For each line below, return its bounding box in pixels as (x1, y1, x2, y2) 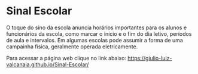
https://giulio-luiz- (127, 54, 172, 61)
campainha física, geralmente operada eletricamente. (6, 43, 138, 50)
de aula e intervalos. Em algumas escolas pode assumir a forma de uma (6, 36, 184, 44)
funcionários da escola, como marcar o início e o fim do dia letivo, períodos (6, 30, 192, 37)
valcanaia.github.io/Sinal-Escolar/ (6, 61, 89, 68)
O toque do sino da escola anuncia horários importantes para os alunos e (6, 24, 187, 31)
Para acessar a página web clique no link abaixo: (6, 54, 127, 61)
